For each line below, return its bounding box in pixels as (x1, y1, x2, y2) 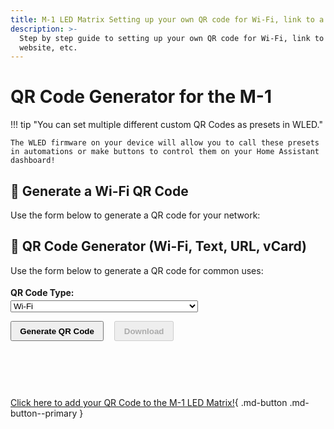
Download (123, 326, 165, 336)
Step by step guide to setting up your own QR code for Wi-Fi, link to (19, 33, 325, 43)
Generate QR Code (19, 326, 95, 336)
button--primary (10, 407, 78, 420)
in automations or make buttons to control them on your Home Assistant (10, 147, 320, 157)
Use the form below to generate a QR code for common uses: (10, 264, 264, 276)
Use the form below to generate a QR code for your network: (10, 209, 261, 221)
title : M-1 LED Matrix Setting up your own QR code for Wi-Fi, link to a (10, 14, 325, 25)
